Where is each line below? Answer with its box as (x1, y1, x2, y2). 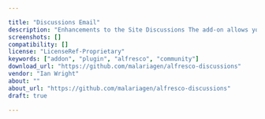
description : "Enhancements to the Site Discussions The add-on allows (8, 25, 248, 34)
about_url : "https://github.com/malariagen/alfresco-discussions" (8, 84, 231, 92)
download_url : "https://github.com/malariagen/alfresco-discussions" (8, 62, 242, 71)
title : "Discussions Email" (8, 18, 101, 26)
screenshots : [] (8, 33, 62, 41)
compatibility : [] (8, 40, 69, 48)
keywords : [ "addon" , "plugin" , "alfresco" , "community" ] (8, 55, 200, 63)
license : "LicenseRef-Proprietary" (8, 48, 125, 56)
